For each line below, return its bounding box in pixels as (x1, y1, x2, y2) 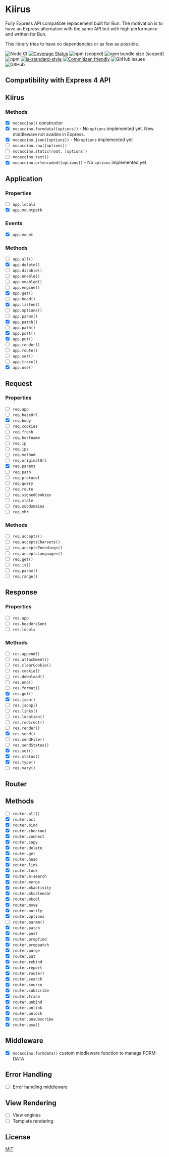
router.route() (12, 971, 45, 976)
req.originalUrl (12, 458, 47, 463)
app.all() (12, 256, 34, 261)
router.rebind (12, 960, 42, 965)
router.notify (12, 908, 42, 913)
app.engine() (12, 285, 40, 290)
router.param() (12, 919, 45, 925)
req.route (12, 486, 34, 492)
